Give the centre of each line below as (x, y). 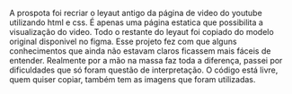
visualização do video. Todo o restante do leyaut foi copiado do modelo (142, 32)
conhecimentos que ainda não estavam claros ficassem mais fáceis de (140, 51)
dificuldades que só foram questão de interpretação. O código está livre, (144, 70)
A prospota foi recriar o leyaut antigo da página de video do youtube (136, 13)
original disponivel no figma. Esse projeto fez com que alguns (123, 41)
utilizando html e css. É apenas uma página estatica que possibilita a (136, 22)
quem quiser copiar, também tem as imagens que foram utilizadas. (133, 79)
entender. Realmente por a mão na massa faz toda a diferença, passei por (146, 60)
